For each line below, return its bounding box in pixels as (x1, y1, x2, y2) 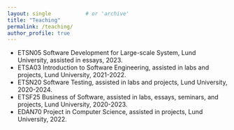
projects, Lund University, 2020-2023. (17, 100, 128, 108)
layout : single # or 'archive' (7, 10, 130, 17)
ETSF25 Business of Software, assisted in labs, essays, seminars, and (17, 93, 219, 101)
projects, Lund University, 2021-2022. (17, 71, 127, 79)
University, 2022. (17, 115, 68, 124)
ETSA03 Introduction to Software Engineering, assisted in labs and (17, 63, 210, 72)
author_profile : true (7, 29, 71, 37)
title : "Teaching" (7, 17, 61, 24)
